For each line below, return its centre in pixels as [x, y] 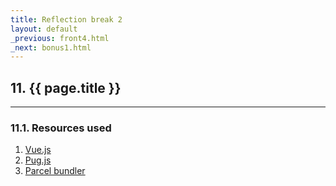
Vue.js [38, 150]
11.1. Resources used [61, 128]
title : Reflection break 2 [66, 19]
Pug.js [38, 160]
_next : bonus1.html [51, 47]
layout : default [44, 29]
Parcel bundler [55, 171]
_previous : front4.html [60, 38]
